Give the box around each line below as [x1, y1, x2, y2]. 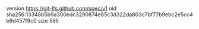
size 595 [37, 17, 59, 24]
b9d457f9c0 [6, 17, 37, 24]
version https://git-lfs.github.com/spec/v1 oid [6, 5, 117, 12]
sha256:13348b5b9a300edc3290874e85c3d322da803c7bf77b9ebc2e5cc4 [6, 11, 193, 18]
